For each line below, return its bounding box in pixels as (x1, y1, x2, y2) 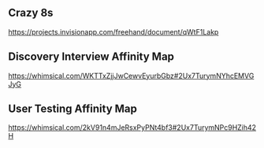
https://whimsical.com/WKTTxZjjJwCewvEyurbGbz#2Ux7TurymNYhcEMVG (8, 71, 255, 80)
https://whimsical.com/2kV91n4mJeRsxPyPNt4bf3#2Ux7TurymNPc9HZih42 (8, 123, 257, 132)
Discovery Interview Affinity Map (8, 50, 175, 64)
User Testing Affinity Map (8, 102, 138, 116)
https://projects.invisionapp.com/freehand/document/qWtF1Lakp (8, 27, 219, 36)
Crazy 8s (8, 6, 54, 20)
